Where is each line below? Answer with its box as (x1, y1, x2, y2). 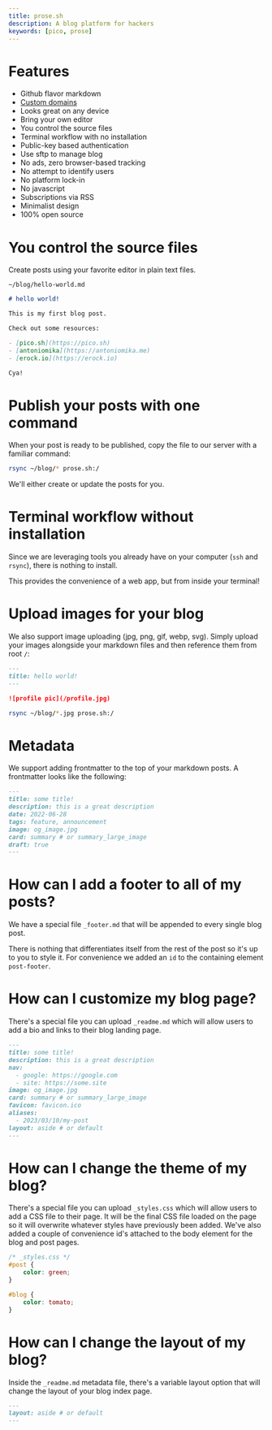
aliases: (8, 1109, 38, 1117)
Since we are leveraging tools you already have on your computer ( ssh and (8, 552, 258, 561)
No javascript (19, 184, 65, 193)
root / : (8, 649, 30, 659)
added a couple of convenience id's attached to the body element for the (8, 1228, 253, 1239)
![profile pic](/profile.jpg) (8, 694, 111, 703)
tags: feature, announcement (8, 817, 107, 825)
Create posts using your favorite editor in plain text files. (8, 265, 196, 275)
